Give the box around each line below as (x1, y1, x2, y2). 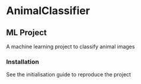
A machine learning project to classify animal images (6, 43, 135, 50)
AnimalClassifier (6, 4, 90, 18)
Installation (6, 58, 40, 66)
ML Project (6, 28, 47, 38)
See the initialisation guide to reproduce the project (6, 71, 132, 78)
